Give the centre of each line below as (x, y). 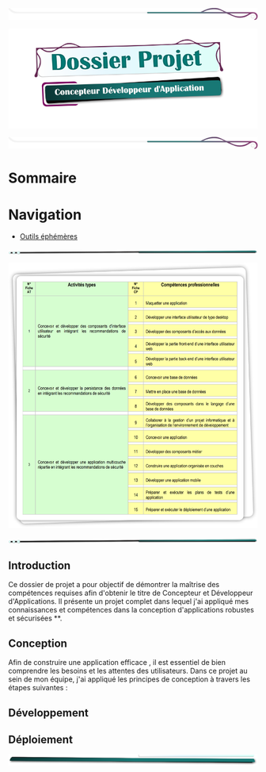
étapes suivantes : (38, 688)
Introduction (40, 565)
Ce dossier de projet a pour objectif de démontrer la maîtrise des (114, 585)
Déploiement (41, 739)
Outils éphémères (48, 236)
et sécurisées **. (35, 618)
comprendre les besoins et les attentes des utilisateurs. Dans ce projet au (128, 671)
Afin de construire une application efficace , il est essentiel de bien (117, 663)
